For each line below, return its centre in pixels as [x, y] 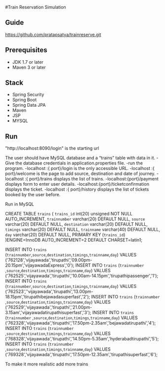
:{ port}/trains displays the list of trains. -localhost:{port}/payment [92, 179]
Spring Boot [24, 100]
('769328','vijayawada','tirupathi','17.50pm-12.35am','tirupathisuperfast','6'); [82, 355]
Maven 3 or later [29, 67]
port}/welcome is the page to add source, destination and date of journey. [80, 174]
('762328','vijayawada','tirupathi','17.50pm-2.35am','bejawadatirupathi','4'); [81, 323]
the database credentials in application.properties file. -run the [79, 163]
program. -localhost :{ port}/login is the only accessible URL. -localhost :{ [80, 168]
